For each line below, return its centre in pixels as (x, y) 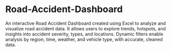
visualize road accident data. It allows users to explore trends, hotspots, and (86, 28)
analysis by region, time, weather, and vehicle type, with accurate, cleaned (84, 39)
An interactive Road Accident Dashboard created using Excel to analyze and (86, 23)
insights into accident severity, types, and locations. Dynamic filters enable (84, 34)
